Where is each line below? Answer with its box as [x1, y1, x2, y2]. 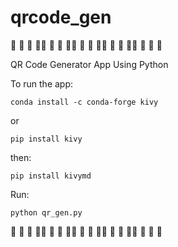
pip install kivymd [10, 171, 92, 181]
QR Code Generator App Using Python [10, 58, 169, 70]
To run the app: [10, 77, 74, 90]
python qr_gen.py [10, 207, 83, 218]
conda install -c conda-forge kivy [10, 97, 159, 107]
